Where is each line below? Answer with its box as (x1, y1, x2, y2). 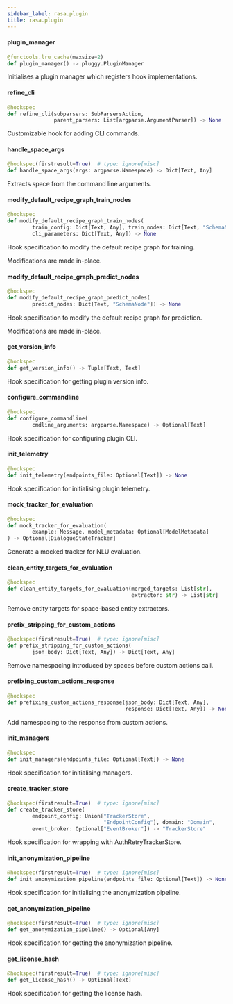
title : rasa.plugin (7, 17, 64, 24)
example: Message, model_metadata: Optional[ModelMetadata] (32, 529, 209, 536)
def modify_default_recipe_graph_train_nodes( (7, 217, 144, 224)
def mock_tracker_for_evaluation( (7, 522, 107, 529)
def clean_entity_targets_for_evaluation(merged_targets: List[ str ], (7, 585, 213, 593)
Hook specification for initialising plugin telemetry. (7, 484, 150, 493)
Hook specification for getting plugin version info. (7, 377, 149, 386)
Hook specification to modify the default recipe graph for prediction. (7, 313, 202, 322)
